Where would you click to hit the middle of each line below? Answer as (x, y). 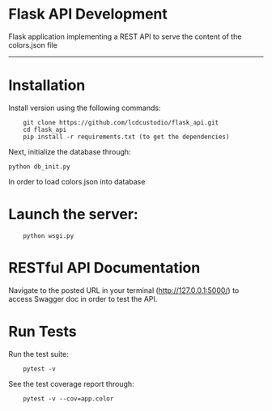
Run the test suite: (38, 354)
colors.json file (33, 44)
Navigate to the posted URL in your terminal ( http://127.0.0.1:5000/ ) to (124, 290)
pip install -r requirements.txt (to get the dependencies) (126, 137)
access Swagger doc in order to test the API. (83, 299)
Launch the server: (74, 214)
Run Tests (42, 331)
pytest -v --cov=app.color (68, 398)
